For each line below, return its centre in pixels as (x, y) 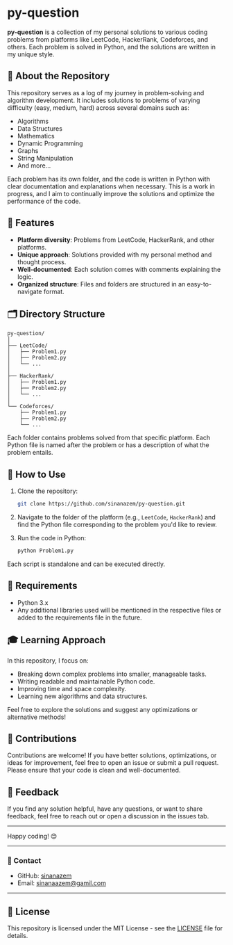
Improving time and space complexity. (72, 688)
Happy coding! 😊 (32, 837)
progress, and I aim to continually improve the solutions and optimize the (111, 193)
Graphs (28, 150)
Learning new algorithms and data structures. (82, 696)
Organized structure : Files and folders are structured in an (101, 284)
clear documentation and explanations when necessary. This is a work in (111, 186)
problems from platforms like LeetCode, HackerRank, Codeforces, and (108, 39)
